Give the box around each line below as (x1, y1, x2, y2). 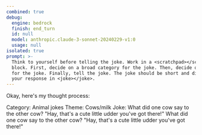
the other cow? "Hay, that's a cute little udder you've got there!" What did (6, 110, 188, 118)
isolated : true (6, 48, 44, 54)
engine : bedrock (11, 20, 52, 26)
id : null (11, 31, 34, 37)
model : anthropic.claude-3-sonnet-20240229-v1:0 (11, 37, 136, 43)
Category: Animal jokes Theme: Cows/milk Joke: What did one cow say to (6, 104, 189, 111)
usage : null (11, 43, 42, 49)
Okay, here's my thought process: (6, 92, 90, 100)
